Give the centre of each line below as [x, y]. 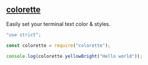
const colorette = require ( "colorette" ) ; [58, 45]
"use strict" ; [24, 35]
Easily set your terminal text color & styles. [58, 24]
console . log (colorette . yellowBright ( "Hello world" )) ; [75, 56]
